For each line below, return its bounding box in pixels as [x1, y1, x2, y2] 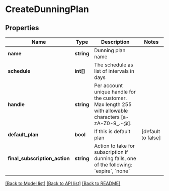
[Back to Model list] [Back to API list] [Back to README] [5, 180, 121, 186]
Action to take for [94, 142, 135, 149]
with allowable [94, 107, 128, 114]
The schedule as [94, 61, 133, 68]
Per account [94, 82, 123, 89]
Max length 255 [94, 101, 132, 108]
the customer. [94, 94, 127, 102]
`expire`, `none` [94, 167, 130, 174]
